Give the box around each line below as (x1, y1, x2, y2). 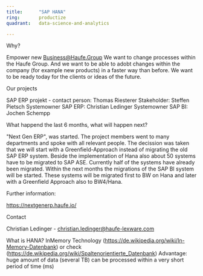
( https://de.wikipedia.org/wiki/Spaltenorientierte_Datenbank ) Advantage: (6, 250, 187, 257)
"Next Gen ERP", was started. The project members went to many (6, 133, 170, 140)
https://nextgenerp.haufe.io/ (6, 201, 77, 209)
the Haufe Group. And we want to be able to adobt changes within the (6, 60, 180, 67)
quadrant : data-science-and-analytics (6, 20, 110, 26)
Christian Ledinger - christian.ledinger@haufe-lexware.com (6, 225, 155, 232)
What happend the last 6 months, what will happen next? (6, 121, 148, 129)
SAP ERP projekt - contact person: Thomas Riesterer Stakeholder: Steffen (6, 96, 190, 104)
